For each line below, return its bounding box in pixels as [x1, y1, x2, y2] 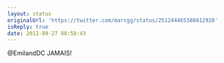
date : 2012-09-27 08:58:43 [7, 29, 86, 37]
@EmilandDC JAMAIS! [7, 49, 72, 57]
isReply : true [7, 23, 49, 30]
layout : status [7, 10, 52, 17]
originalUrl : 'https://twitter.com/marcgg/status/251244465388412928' [7, 17, 218, 24]
